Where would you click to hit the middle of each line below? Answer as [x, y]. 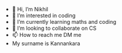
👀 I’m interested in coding [44, 15]
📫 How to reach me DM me [47, 35]
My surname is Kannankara [46, 43]
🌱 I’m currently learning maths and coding [64, 22]
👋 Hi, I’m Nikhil [30, 9]
